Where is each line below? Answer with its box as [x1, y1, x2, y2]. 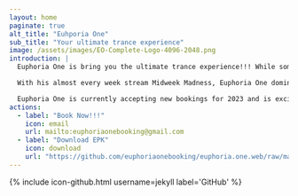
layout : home [9, 12, 58, 22]
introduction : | [9, 54, 69, 63]
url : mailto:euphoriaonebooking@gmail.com [25, 128, 184, 137]
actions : [9, 103, 42, 112]
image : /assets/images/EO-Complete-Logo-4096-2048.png [9, 46, 216, 55]
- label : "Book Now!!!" [17, 111, 105, 120]
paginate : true [9, 21, 66, 30]
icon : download [25, 144, 82, 153]
